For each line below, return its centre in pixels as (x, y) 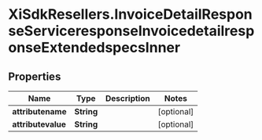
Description (128, 98)
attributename (39, 111)
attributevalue (39, 124)
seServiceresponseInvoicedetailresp (131, 31)
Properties (35, 76)
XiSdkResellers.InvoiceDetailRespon (131, 14)
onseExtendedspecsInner (94, 48)
